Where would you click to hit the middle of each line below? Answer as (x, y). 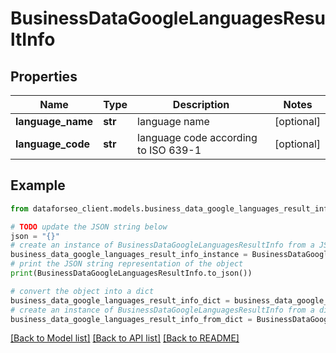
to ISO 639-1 (169, 150)
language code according (197, 137)
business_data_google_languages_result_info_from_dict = (131, 319)
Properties (44, 76)
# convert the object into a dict (82, 291)
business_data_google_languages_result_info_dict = (120, 300)
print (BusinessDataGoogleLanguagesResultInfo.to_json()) (131, 273)
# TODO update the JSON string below (89, 227)
